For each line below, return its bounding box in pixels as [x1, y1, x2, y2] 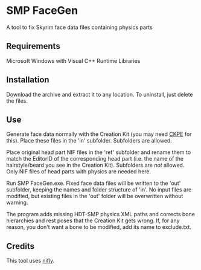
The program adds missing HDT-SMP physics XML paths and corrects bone [6, 211, 195, 218]
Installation [6, 75, 49, 85]
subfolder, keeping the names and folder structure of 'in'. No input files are [6, 186, 192, 193]
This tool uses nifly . [6, 257, 55, 265]
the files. [6, 97, 28, 104]
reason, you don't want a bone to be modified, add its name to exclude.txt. [6, 223, 192, 231]
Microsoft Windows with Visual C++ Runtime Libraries [6, 57, 141, 64]
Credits [6, 241, 35, 251]
